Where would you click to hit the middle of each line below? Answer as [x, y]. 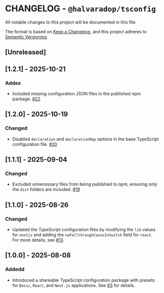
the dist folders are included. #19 [46, 189]
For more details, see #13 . [38, 240]
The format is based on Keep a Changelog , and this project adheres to [76, 31]
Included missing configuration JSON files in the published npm [76, 94]
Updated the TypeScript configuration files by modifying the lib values [84, 230]
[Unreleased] [26, 52]
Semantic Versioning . [26, 37]
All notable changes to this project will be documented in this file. [71, 22]
